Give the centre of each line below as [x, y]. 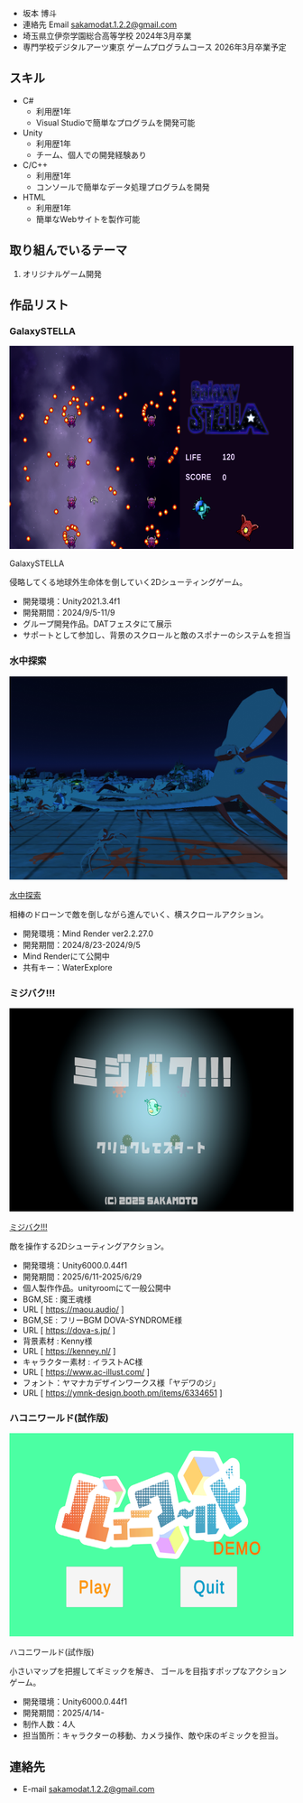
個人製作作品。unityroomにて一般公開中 [96, 1287]
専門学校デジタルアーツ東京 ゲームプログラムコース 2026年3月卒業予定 [154, 47]
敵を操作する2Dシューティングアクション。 [89, 1246]
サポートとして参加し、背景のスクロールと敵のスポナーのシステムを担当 [156, 636]
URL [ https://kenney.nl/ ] [69, 1351]
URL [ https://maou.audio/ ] [73, 1309]
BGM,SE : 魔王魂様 [57, 1299]
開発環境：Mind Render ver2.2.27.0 [88, 934]
